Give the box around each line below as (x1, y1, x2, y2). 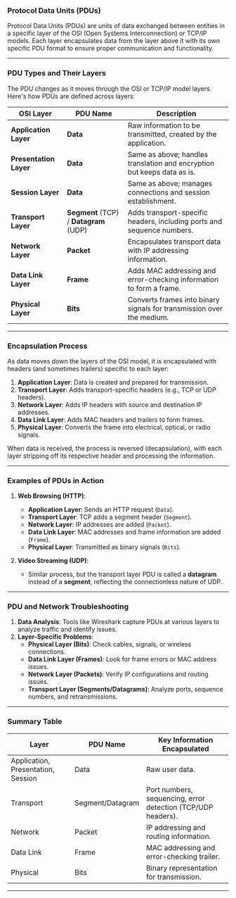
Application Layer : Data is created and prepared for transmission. (17, 378, 209, 386)
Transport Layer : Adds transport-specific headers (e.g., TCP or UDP (17, 385, 216, 394)
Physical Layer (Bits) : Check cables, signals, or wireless (27, 640, 192, 649)
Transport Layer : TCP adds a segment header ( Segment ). (27, 513, 192, 521)
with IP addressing (127, 245, 189, 255)
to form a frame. (127, 283, 181, 293)
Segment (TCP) (66, 207, 119, 217)
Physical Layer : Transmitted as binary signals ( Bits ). (27, 543, 181, 551)
